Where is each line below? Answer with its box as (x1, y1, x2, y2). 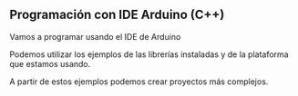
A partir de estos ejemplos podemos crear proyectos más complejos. (9, 76, 269, 87)
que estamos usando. (9, 58, 91, 69)
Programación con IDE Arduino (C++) (9, 7, 225, 23)
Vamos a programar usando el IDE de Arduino (9, 31, 181, 42)
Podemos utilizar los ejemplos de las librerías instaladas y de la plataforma (9, 49, 289, 60)
